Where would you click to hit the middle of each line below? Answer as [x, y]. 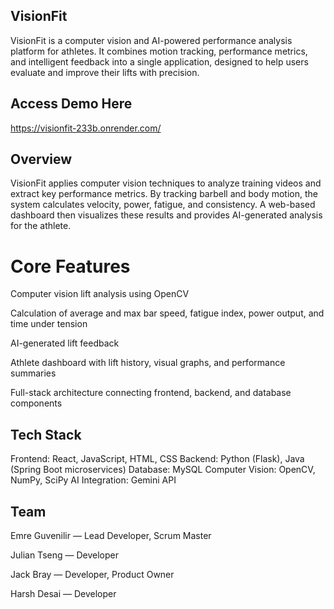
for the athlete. [41, 226]
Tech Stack [46, 434]
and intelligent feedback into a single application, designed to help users [159, 61]
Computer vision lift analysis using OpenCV [100, 294]
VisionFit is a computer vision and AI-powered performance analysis [151, 40]
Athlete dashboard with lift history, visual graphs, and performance [148, 363]
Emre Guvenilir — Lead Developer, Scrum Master [111, 535]
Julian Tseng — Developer [64, 555]
